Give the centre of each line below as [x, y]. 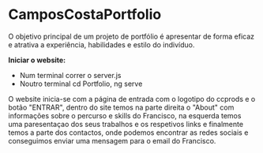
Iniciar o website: [37, 60]
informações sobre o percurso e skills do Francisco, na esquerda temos [125, 115]
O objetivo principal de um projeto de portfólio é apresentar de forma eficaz [131, 36]
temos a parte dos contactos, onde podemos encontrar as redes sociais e [128, 132]
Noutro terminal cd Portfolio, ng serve [81, 84]
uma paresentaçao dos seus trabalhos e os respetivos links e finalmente [126, 124]
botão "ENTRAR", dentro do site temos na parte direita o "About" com [121, 107]
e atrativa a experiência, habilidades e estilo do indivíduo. [101, 44]
